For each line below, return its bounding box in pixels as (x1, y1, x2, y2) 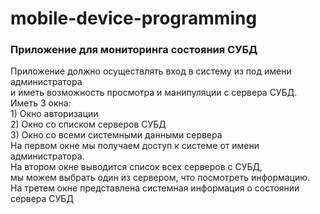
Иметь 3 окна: (10, 97, 72, 109)
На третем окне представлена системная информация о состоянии (10, 182, 300, 194)
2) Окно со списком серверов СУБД (10, 118, 167, 131)
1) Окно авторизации (10, 108, 99, 120)
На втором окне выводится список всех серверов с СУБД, (10, 161, 263, 173)
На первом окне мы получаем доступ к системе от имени (10, 140, 260, 152)
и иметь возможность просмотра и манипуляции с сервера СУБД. (10, 87, 298, 99)
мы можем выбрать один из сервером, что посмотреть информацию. (10, 172, 311, 184)
